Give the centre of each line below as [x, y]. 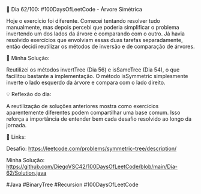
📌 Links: [16, 137]
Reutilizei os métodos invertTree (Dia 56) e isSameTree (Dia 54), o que [93, 70]
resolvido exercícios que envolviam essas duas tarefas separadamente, [94, 40]
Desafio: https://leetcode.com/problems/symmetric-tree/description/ [91, 148]
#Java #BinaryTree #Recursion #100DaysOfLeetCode [73, 184]
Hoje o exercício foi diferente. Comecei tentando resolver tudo [83, 21]
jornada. [16, 125]
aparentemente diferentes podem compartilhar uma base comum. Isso [93, 112]
